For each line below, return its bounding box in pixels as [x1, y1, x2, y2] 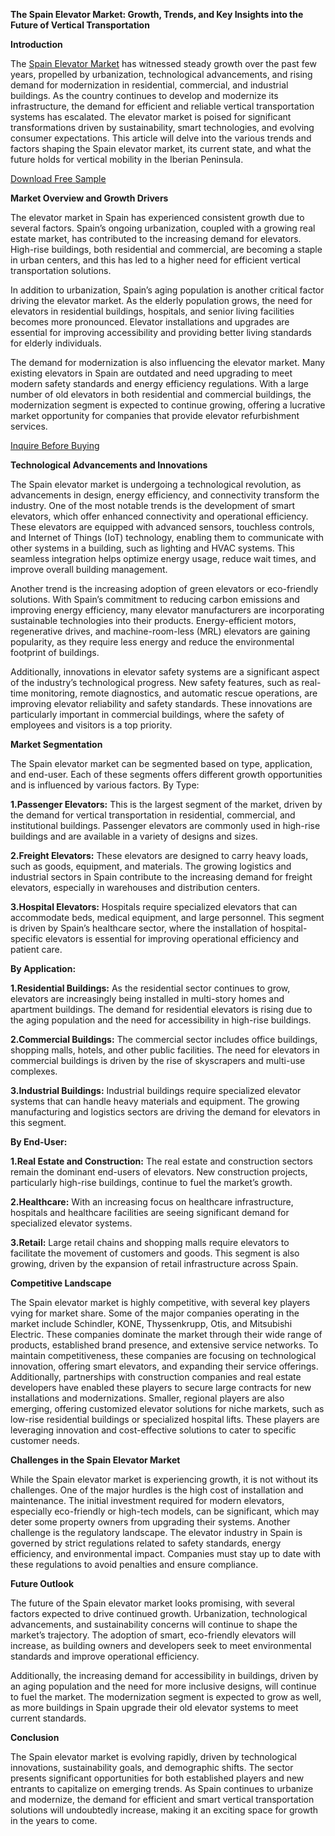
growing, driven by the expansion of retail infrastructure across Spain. [10, 1258, 299, 1269]
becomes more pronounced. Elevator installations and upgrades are [10, 316, 290, 328]
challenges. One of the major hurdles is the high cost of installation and [10, 1484, 304, 1496]
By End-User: [10, 1136, 68, 1148]
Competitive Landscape [10, 1277, 112, 1289]
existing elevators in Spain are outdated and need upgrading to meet [10, 367, 293, 379]
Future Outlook [10, 1578, 75, 1589]
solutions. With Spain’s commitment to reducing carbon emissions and [10, 594, 300, 605]
